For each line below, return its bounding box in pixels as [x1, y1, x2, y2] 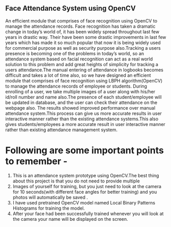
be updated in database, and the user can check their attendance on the [5, 99, 157, 106]
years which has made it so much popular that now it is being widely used [5, 39, 161, 46]
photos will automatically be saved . [12, 194, 88, 200]
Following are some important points [5, 145, 164, 156]
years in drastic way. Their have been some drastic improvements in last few [5, 34, 166, 40]
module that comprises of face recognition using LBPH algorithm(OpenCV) [5, 77, 163, 84]
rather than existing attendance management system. [5, 127, 118, 133]
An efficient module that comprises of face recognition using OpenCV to [5, 17, 157, 24]
